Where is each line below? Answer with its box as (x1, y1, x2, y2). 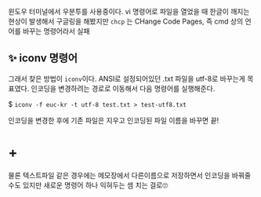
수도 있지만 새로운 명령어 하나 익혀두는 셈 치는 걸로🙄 (8, 180, 169, 190)
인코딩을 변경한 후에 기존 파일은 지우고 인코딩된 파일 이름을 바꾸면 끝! (8, 115, 219, 125)
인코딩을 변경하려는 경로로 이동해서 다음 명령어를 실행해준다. (31, 83, 216, 93)
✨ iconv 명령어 (8, 52, 78, 65)
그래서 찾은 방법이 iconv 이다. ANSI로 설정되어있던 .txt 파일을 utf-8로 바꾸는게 (8, 74, 245, 83)
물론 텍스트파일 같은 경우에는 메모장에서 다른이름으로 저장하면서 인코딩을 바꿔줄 (8, 170, 252, 180)
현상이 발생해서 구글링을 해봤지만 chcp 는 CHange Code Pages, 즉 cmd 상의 (8, 16, 244, 26)
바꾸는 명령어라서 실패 (22, 27, 90, 35)
